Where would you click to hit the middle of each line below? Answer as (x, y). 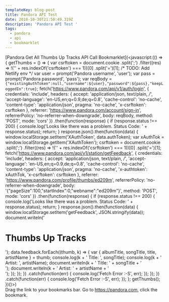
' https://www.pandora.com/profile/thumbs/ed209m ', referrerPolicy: (75, 180)
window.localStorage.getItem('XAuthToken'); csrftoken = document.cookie (83, 142)
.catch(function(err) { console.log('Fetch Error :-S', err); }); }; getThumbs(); (83, 279)
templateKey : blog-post (30, 10)
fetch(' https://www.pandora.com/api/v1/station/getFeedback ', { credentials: (84, 153)
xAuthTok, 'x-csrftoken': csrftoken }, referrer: (52, 175)
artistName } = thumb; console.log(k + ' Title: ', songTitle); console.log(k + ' (83, 257)
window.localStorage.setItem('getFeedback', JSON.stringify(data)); (75, 212)
